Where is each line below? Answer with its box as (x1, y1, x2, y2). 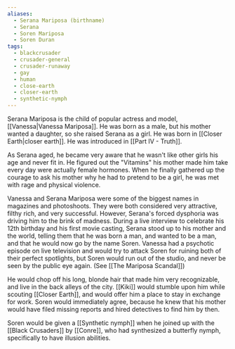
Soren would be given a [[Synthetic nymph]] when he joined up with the (7, 319, 215, 327)
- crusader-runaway (13, 63, 71, 70)
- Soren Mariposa (13, 30, 65, 37)
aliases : (7, 10, 33, 18)
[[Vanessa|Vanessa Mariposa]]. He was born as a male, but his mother (7, 122, 212, 130)
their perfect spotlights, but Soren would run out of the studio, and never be (7, 254, 227, 262)
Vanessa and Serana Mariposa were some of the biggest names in (7, 194, 199, 203)
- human (13, 75, 36, 83)
